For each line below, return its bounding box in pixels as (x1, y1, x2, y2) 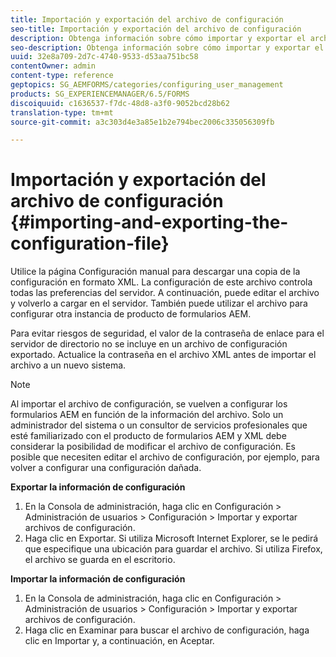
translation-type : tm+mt (10, 107, 114, 118)
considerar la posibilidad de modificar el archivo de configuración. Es (10, 441, 296, 453)
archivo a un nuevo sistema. (10, 359, 127, 371)
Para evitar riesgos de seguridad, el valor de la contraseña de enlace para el (10, 327, 325, 340)
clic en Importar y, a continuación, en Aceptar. (24, 635, 215, 647)
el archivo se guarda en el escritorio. (24, 554, 176, 566)
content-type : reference (10, 71, 114, 81)
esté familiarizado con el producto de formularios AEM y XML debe (10, 430, 287, 442)
